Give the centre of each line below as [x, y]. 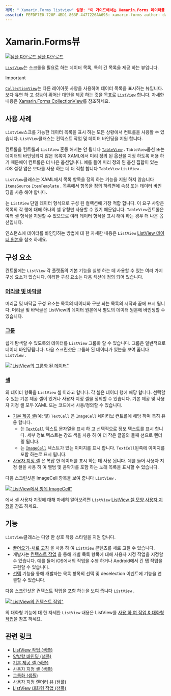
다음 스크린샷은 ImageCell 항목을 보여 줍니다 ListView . [61, 478]
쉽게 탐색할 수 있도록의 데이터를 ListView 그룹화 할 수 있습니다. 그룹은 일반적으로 [85, 343]
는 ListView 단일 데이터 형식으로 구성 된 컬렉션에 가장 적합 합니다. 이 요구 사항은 [85, 203]
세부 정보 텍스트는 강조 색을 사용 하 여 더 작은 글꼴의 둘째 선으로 [90, 435]
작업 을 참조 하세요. [24, 619]
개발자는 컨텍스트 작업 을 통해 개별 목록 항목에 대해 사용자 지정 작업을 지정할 [88, 554]
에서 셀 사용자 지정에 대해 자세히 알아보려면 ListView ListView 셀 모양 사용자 [81, 500]
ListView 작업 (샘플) [33, 649]
